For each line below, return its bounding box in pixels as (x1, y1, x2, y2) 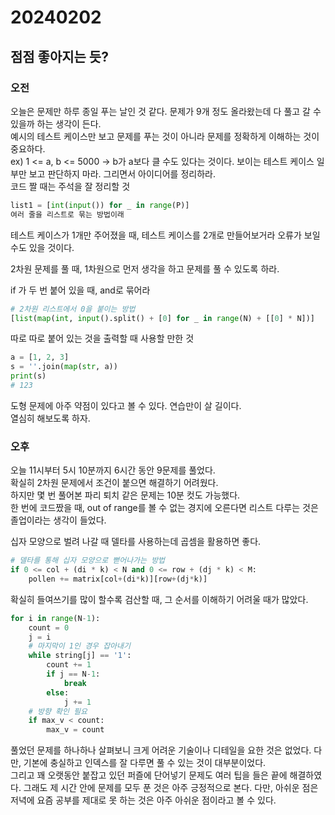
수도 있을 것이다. (10, 241, 75, 253)
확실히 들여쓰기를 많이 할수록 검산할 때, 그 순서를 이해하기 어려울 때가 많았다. (10, 593, 309, 605)
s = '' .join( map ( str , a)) (10, 362, 118, 372)
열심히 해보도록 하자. (10, 412, 91, 424)
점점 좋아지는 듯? (10, 48, 109, 65)
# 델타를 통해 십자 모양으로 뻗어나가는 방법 (10, 556, 166, 566)
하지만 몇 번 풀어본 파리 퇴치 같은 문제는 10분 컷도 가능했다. (10, 489, 241, 501)
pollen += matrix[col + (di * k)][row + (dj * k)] (28, 574, 208, 584)
